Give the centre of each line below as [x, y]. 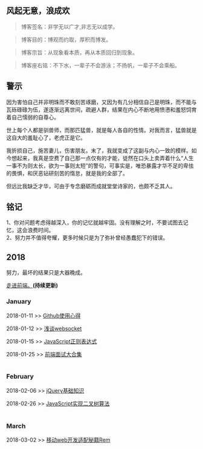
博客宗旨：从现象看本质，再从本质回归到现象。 [79, 52]
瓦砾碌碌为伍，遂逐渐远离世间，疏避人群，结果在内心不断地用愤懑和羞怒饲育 [101, 109]
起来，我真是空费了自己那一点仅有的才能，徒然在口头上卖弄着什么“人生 [105, 158]
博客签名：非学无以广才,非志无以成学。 [69, 27]
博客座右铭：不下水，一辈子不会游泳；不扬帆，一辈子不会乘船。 [100, 65]
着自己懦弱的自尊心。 [33, 117]
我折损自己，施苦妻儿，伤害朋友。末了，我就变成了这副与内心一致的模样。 [99, 150]
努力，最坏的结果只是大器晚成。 [46, 273]
